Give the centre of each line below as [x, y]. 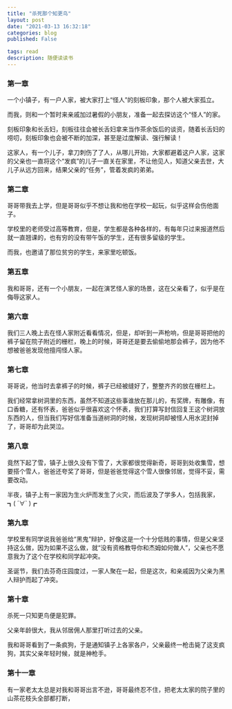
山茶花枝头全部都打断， [40, 698]
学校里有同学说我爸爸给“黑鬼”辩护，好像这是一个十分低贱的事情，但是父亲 [113, 538]
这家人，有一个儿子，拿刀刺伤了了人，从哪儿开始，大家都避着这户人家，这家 [116, 153]
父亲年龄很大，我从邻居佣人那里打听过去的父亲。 [77, 630]
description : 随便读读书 [40, 58]
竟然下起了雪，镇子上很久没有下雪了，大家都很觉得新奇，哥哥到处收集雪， [113, 463]
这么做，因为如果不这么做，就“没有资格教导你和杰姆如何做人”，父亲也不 [116, 547]
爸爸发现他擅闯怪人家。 [52, 350]
